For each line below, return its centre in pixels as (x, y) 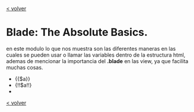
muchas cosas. (25, 67)
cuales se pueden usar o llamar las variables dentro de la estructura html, (96, 55)
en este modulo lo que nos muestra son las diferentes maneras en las (91, 48)
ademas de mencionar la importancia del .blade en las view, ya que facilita (97, 61)
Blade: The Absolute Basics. (77, 32)
